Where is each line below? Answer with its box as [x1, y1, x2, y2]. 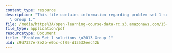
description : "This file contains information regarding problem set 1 [5, 12, 161, 17]
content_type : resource [5, 7, 56, 13]
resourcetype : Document [5, 31, 56, 36]
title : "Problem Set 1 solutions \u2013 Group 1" [5, 36, 114, 41]
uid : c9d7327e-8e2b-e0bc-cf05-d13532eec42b [5, 40, 100, 45]
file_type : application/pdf [5, 26, 66, 31]
